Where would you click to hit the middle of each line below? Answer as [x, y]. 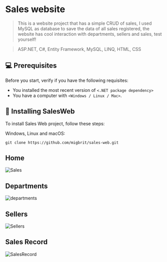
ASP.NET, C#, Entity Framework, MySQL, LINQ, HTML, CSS [79, 49]
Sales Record [27, 242]
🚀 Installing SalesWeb [40, 111]
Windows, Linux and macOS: [35, 133]
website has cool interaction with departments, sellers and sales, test [90, 34]
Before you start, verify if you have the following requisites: [67, 80]
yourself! [27, 39]
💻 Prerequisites [31, 66]
